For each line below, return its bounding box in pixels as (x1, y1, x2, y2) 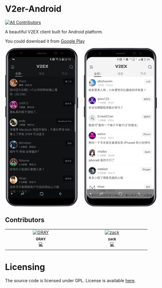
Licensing (5, 261, 45, 272)
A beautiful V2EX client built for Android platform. (5, 29, 103, 34)
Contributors (5, 216, 45, 224)
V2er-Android (5, 3, 62, 15)
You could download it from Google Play (5, 38, 85, 44)
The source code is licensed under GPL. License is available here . (5, 277, 136, 283)
